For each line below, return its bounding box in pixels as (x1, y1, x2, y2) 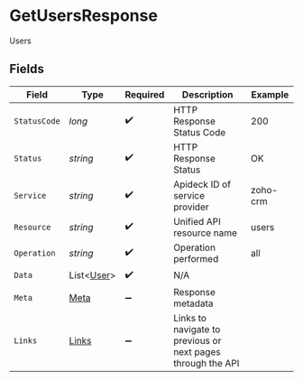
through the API (172, 357, 240, 369)
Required (124, 88, 165, 100)
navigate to (172, 322, 221, 335)
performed (172, 252, 219, 265)
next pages (172, 345, 221, 358)
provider (172, 200, 209, 213)
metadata (172, 297, 214, 310)
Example (251, 88, 289, 100)
